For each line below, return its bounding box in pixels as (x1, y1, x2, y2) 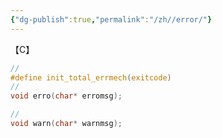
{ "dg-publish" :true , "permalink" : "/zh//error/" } (10, 14, 213, 25)
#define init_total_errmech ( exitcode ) (10, 72, 172, 83)
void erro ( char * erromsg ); (10, 91, 123, 101)
